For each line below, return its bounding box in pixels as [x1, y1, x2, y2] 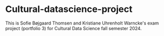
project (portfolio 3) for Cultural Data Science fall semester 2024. [5, 25, 142, 31]
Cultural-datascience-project [5, 3, 132, 15]
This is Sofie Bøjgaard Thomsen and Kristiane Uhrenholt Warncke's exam [5, 20, 159, 26]
